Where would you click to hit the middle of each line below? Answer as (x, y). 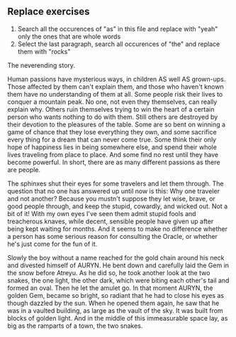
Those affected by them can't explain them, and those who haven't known (116, 86)
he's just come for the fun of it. (52, 244)
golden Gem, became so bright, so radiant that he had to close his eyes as (116, 295)
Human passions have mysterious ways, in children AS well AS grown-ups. (117, 79)
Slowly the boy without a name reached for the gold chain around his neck (116, 257)
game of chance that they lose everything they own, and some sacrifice (112, 132)
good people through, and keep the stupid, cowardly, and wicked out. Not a (118, 206)
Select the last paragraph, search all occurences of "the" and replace (119, 44)
